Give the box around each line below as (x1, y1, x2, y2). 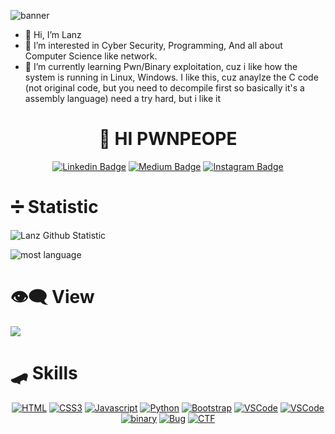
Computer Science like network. (24, 50, 158, 62)
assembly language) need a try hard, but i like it (24, 93, 222, 104)
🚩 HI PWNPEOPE (98, 128, 238, 150)
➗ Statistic (10, 196, 99, 219)
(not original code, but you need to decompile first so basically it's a (24, 82, 305, 94)
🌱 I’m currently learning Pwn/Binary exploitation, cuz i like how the (24, 61, 298, 72)
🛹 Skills (10, 362, 78, 384)
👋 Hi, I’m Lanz (24, 29, 82, 40)
